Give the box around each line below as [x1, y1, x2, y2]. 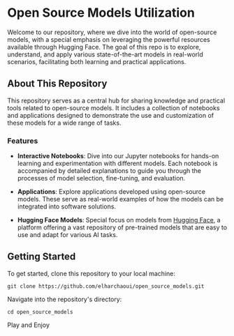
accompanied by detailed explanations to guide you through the [17, 167, 201, 175]
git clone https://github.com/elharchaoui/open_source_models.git [7, 282, 205, 290]
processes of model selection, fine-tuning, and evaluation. [17, 174, 186, 183]
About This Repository [7, 78, 108, 90]
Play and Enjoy [7, 321, 50, 329]
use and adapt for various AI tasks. [17, 231, 118, 239]
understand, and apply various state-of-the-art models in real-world [7, 50, 204, 59]
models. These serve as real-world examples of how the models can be [17, 195, 224, 204]
